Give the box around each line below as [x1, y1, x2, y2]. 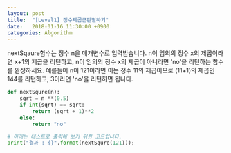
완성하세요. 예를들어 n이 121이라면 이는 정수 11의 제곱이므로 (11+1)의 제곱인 [14, 66, 216, 74]
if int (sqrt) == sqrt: [19, 101, 85, 108]
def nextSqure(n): [7, 89, 60, 96]
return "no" [32, 121, 67, 127]
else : [19, 114, 36, 121]
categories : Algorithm [7, 29, 73, 37]
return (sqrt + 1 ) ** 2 [32, 108, 95, 114]
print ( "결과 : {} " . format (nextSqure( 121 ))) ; [7, 139, 135, 147]
